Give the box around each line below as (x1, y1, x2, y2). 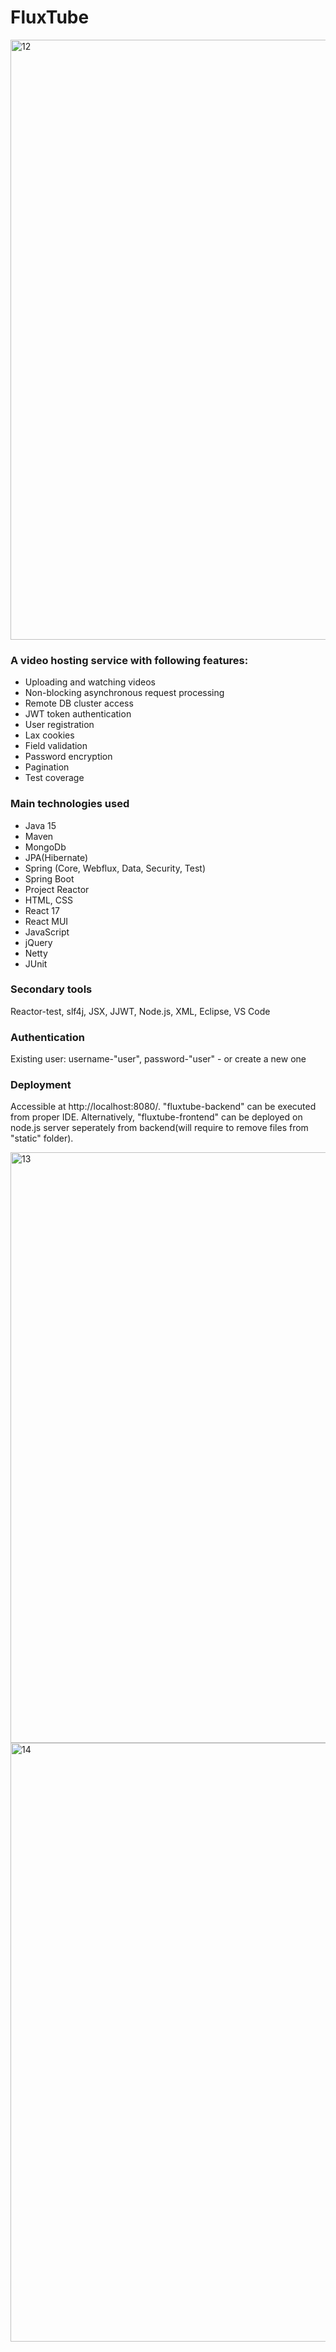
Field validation (24, 740, 88, 752)
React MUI (24, 915, 69, 927)
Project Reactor (24, 883, 90, 895)
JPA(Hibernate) (24, 851, 89, 863)
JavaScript (24, 926, 70, 938)
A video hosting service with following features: (10, 653, 249, 667)
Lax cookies (24, 729, 75, 741)
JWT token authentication (24, 708, 132, 720)
